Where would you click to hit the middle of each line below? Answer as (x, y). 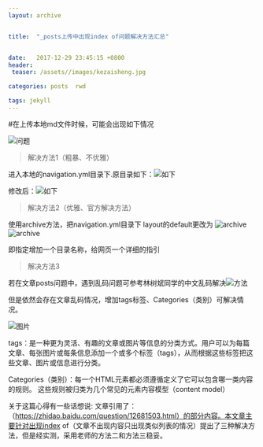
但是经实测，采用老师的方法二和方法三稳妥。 (94, 435)
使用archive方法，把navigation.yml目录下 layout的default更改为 (111, 224)
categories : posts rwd (47, 87)
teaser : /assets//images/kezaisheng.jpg (79, 72)
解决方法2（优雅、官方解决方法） (81, 207)
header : (21, 65)
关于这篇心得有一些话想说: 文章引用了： (72, 405)
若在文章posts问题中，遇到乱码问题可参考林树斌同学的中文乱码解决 (117, 283)
